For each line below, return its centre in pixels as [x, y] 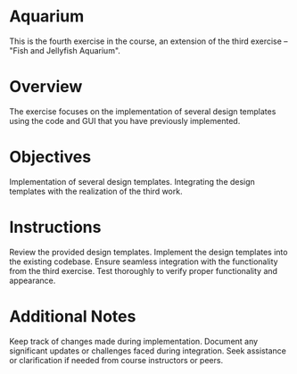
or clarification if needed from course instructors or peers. [116, 360]
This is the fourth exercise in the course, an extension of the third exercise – [148, 41]
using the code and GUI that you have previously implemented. [125, 121]
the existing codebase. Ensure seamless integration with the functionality [144, 262]
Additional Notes [73, 316]
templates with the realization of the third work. [96, 191]
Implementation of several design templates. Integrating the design [132, 181]
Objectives [50, 157]
